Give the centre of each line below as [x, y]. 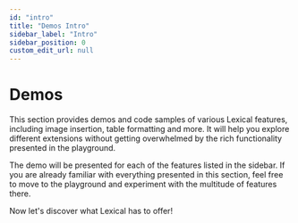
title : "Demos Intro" [50, 26]
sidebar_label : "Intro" [54, 34]
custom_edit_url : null [51, 51]
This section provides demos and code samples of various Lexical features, [149, 120]
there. [20, 194]
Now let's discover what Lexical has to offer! [91, 211]
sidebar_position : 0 [48, 42]
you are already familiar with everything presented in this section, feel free [146, 175]
